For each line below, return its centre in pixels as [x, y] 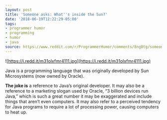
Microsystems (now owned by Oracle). [45, 76]
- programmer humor [25, 28]
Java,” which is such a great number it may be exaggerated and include [79, 96]
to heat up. [16, 112]
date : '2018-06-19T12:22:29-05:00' [42, 19]
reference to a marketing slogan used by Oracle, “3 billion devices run [77, 91]
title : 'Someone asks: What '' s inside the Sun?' [56, 14]
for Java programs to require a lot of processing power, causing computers [82, 107]
